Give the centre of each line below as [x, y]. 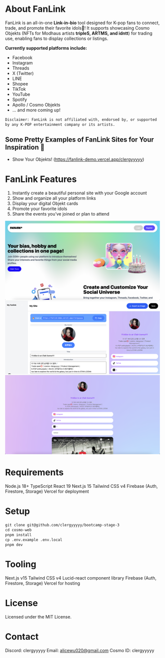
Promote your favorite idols [40, 209]
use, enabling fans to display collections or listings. [57, 38]
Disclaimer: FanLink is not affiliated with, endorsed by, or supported [81, 119]
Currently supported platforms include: [46, 48]
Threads [21, 68]
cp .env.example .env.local [34, 540]
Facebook [22, 57]
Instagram [22, 63]
